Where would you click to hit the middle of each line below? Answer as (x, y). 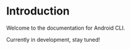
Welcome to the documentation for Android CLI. (66, 28)
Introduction (38, 11)
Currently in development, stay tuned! (53, 39)
